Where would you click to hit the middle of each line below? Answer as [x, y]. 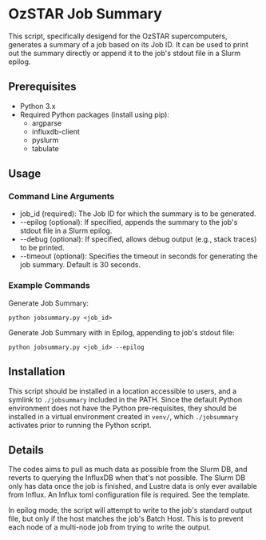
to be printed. [42, 248]
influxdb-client [56, 131]
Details [26, 450]
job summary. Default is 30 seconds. [80, 265]
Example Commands [49, 286]
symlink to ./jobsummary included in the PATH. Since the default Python [125, 399]
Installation [37, 372]
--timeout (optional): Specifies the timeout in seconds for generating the [139, 256]
